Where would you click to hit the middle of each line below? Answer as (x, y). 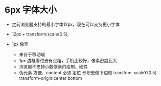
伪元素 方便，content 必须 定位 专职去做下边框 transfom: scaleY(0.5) (88, 72)
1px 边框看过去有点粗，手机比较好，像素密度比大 (68, 60)
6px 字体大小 (31, 10)
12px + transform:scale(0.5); (40, 34)
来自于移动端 (32, 54)
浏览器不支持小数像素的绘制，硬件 (53, 67)
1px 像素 (20, 44)
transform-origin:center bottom (50, 78)
